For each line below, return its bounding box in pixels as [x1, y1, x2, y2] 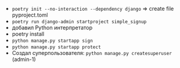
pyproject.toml [11, 11, 48, 18]
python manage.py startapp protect [11, 44, 101, 50]
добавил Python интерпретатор [11, 24, 93, 31]
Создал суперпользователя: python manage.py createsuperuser [11, 50, 172, 56]
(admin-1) [11, 56, 36, 63]
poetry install [11, 30, 45, 38]
